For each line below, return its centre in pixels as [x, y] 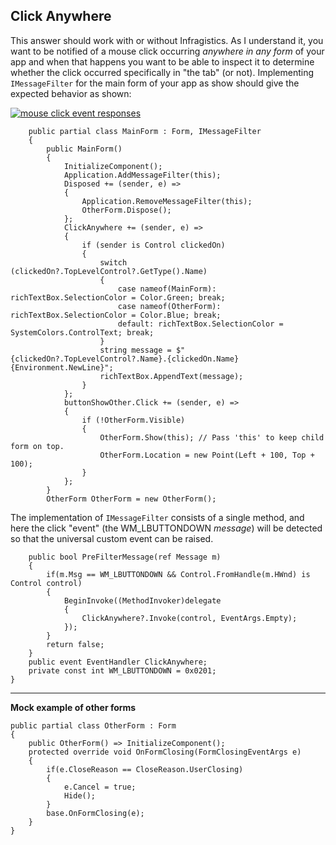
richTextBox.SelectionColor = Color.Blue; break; [116, 315]
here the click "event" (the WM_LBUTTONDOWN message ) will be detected [166, 528]
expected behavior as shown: [71, 93]
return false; [75, 644]
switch [113, 262]
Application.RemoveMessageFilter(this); [167, 201]
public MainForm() [84, 149]
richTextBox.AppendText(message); [171, 376]
